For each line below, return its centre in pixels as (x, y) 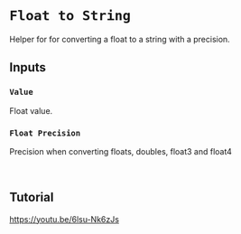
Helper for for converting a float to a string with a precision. (120, 39)
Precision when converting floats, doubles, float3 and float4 (121, 151)
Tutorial (32, 197)
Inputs (28, 67)
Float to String (70, 16)
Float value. (31, 110)
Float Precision (45, 133)
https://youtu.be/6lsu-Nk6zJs (65, 219)
